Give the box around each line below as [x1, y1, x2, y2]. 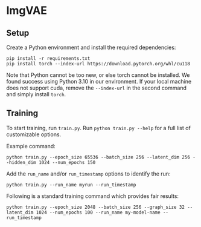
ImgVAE [6, 4, 47, 18]
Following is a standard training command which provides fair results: [6, 192, 179, 200]
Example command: [6, 142, 56, 150]
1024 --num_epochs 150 [38, 159, 96, 165]
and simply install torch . [6, 91, 66, 97]
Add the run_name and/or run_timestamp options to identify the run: [6, 170, 171, 177]
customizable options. [6, 131, 62, 138]
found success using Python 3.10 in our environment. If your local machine [6, 78, 192, 85]
